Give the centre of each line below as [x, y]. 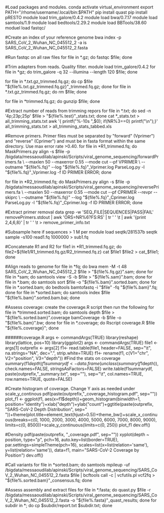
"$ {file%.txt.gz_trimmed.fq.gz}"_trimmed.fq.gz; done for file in [68, 87]
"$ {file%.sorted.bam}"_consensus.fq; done [49, 480]
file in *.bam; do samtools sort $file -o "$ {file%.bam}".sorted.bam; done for [81, 282]
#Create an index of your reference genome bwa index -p [63, 37]
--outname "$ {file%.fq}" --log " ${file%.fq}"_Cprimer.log [78, 197]
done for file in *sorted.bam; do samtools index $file [58, 292]
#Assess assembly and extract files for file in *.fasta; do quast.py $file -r [78, 490]
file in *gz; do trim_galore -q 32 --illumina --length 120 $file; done [71, 72]
